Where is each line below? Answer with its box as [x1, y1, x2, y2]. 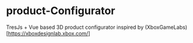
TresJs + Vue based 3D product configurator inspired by [6, 24, 144, 31]
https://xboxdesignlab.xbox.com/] [8, 29, 90, 37]
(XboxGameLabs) [145, 24, 188, 31]
